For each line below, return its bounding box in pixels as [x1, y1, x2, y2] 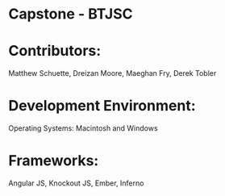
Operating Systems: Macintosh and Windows [8, 123, 159, 133]
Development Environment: [8, 97, 196, 115]
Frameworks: [8, 152, 99, 170]
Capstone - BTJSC [8, 5, 133, 23]
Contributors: [8, 42, 102, 60]
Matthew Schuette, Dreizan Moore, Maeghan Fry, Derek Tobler [8, 69, 217, 78]
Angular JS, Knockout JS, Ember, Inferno [8, 178, 144, 188]
